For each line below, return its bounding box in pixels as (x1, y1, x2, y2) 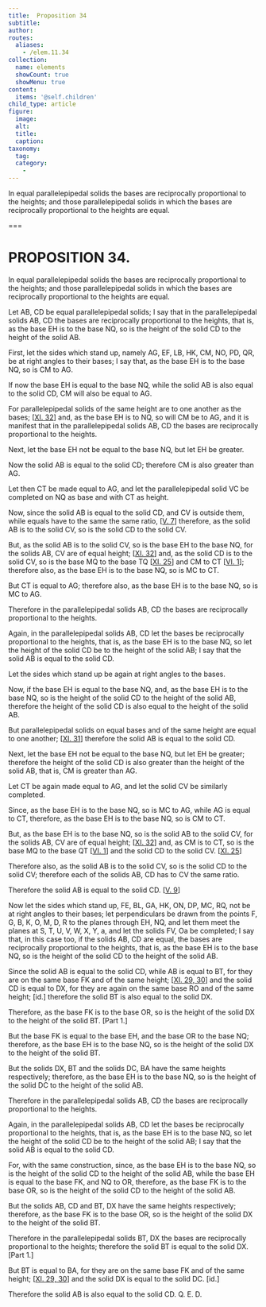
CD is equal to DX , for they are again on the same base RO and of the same (8, 983, 254, 993)
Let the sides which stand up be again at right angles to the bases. (8, 669, 226, 679)
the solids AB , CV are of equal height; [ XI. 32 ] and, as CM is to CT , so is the (8, 837, 255, 847)
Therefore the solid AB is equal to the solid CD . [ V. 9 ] (8, 885, 181, 895)
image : (15, 115, 37, 123)
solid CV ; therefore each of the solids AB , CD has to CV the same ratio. (8, 869, 240, 879)
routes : (8, 33, 34, 42)
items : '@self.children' (15, 93, 98, 101)
